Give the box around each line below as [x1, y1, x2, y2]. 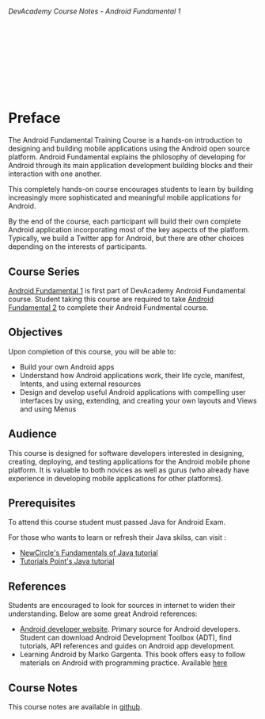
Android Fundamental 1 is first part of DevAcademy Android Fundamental [8, 285, 246, 295]
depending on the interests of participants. [8, 242, 148, 251]
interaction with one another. [8, 169, 102, 178]
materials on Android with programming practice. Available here [19, 658, 228, 667]
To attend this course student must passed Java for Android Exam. [8, 518, 226, 527]
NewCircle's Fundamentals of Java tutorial [19, 548, 158, 558]
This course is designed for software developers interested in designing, [8, 448, 244, 457]
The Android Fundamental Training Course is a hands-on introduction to [8, 136, 243, 145]
